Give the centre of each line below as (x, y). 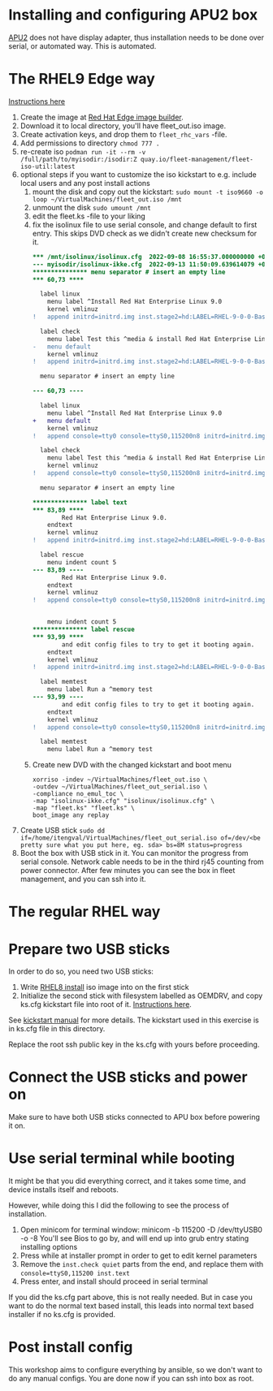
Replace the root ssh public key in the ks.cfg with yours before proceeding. (134, 1044)
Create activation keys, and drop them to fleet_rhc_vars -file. (123, 134)
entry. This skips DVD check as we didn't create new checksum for (145, 233)
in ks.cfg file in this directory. (57, 1029)
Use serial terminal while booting (122, 1158)
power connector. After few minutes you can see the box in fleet (128, 870)
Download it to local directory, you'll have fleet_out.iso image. (123, 125)
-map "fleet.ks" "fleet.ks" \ (84, 808)
